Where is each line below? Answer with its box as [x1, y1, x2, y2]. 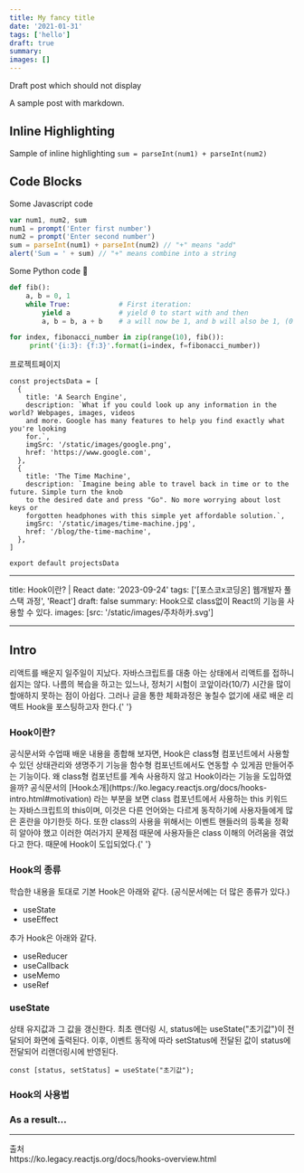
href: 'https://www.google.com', [25, 449, 152, 458]
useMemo [22, 970, 61, 980]
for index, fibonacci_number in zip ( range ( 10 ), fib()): [9, 333, 224, 342]
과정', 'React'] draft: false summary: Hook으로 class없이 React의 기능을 [25, 596, 285, 607]
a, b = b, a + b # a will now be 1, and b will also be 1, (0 [42, 317, 294, 326]
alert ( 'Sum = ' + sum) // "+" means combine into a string [9, 250, 237, 259]
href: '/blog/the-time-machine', [25, 527, 152, 536]
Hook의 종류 [9, 864, 62, 876]
